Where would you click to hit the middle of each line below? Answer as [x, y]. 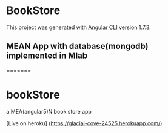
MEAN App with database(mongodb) [77, 46]
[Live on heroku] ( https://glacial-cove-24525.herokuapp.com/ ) [84, 123]
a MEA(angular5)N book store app [49, 111]
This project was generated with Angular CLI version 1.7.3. [79, 27]
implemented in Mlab [47, 56]
